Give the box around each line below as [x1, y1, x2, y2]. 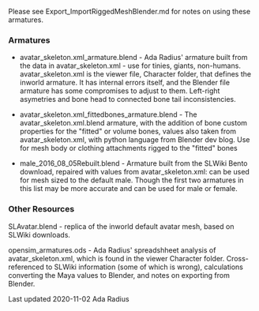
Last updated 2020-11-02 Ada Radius [8, 294, 129, 303]
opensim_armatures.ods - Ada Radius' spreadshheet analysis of [8, 245, 216, 255]
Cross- [226, 253, 249, 263]
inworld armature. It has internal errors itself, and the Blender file [19, 78, 231, 88]
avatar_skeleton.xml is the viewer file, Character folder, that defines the [19, 69, 251, 79]
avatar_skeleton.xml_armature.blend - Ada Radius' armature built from [19, 53, 248, 62]
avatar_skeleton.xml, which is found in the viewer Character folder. [8, 253, 225, 263]
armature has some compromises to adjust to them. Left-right [19, 86, 220, 96]
